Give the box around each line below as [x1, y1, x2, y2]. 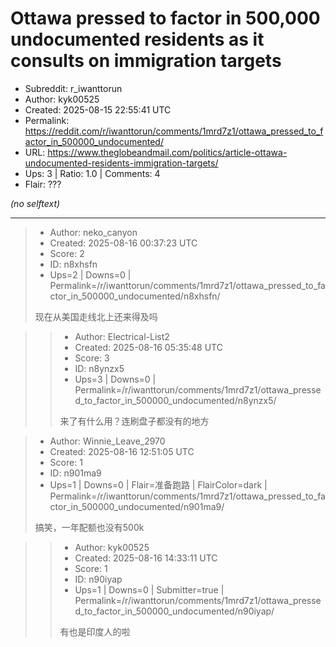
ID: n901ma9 [49, 467, 102, 479]
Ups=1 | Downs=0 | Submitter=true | [74, 583, 225, 596]
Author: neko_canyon [49, 226, 138, 238]
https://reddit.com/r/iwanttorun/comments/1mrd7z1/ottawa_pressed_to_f [24, 125, 324, 137]
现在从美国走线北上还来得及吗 [34, 310, 158, 322]
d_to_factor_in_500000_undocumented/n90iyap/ [74, 605, 275, 617]
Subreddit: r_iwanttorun [24, 82, 123, 94]
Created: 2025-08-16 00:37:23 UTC [49, 237, 198, 249]
